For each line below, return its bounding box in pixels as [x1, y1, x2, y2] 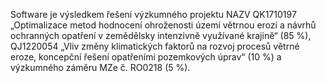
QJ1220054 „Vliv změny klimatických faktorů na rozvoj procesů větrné [10, 40, 300, 52]
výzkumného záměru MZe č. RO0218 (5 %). [10, 62, 191, 73]
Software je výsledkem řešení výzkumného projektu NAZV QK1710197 [10, 9, 297, 20]
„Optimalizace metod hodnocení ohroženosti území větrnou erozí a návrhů [10, 19, 317, 31]
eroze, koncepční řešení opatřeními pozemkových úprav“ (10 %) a [10, 51, 282, 63]
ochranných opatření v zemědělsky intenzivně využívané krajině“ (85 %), [10, 30, 312, 41]
